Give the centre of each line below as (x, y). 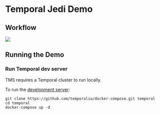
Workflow (21, 28)
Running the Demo (35, 55)
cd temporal (17, 103)
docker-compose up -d (28, 107)
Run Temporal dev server (36, 69)
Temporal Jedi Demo (49, 9)
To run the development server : (37, 89)
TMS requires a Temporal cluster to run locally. (53, 80)
